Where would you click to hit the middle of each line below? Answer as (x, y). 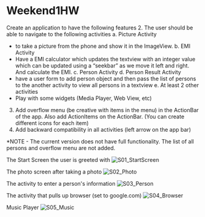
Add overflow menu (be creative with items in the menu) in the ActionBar (107, 110)
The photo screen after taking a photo (54, 172)
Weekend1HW (43, 11)
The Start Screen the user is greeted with (58, 159)
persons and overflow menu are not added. (61, 148)
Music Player (23, 207)
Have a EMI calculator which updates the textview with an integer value (105, 59)
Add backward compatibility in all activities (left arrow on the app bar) (103, 129)
